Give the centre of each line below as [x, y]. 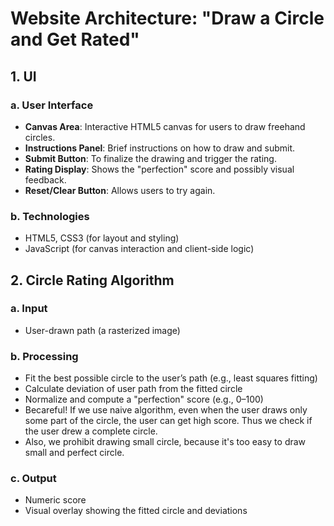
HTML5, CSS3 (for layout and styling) [102, 238]
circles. [40, 137]
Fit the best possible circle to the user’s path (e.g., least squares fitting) [171, 378]
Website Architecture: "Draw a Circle [167, 18]
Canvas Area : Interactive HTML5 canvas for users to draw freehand [165, 126]
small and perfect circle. [74, 453]
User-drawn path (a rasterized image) [102, 330]
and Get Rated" [75, 39]
